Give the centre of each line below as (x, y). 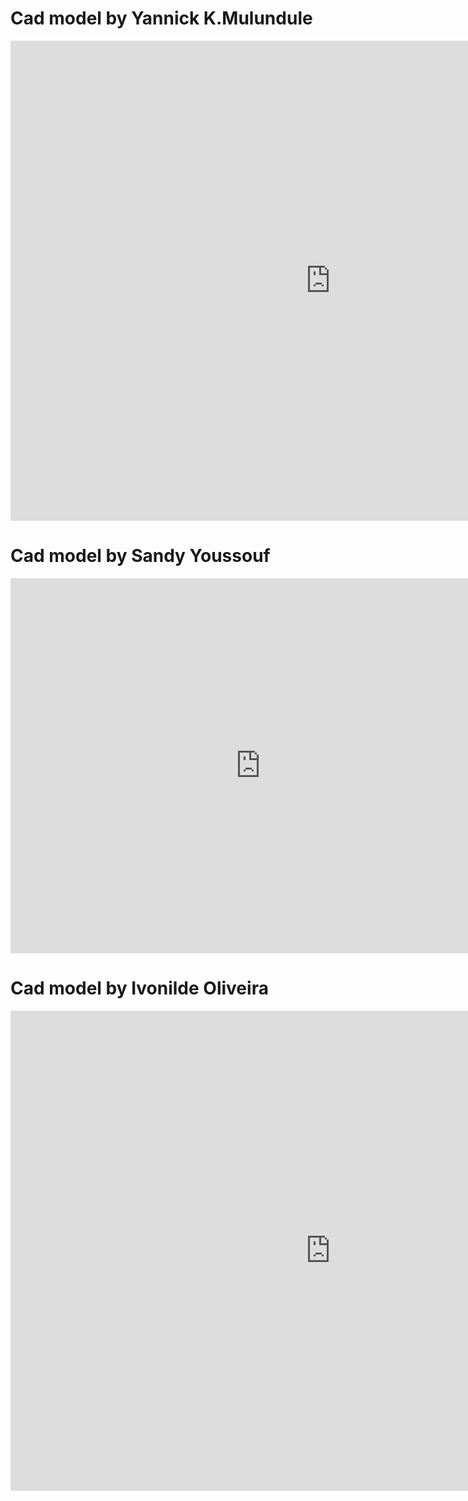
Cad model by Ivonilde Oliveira (139, 988)
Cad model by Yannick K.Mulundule (161, 18)
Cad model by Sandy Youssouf (140, 556)
